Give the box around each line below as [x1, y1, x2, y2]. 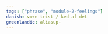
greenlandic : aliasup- [6, 19, 61, 25]
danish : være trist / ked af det [6, 14, 88, 20]
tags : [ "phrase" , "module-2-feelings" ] [6, 8, 103, 14]
